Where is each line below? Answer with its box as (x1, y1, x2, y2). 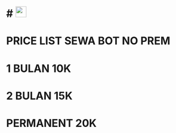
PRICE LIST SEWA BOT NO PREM (6, 34, 171, 48)
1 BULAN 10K (6, 62, 72, 75)
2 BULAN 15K (6, 89, 73, 102)
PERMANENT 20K (6, 116, 97, 130)
